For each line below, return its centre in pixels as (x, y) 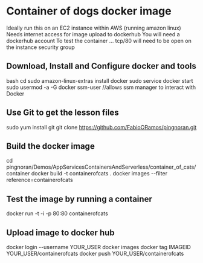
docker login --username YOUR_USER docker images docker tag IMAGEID (99, 247)
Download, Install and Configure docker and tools (101, 66)
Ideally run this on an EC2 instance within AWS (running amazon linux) (94, 28)
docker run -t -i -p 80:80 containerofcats (57, 213)
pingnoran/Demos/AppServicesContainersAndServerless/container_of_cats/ (101, 167)
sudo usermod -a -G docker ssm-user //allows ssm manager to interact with (101, 87)
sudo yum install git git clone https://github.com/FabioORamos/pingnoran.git (101, 127)
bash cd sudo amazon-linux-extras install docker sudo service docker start (100, 80)
